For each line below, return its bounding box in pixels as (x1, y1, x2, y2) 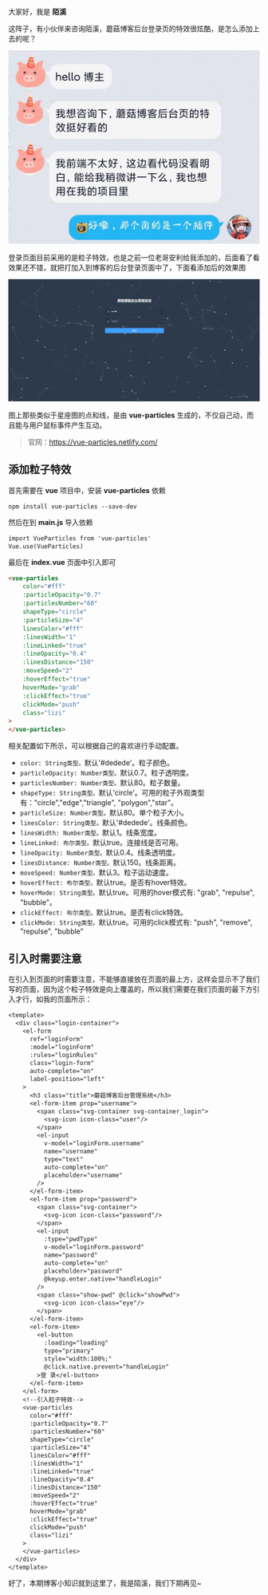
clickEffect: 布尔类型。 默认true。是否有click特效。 (19, 908, 188, 918)
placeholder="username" (43, 1171, 124, 1179)
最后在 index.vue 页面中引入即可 (8, 557, 116, 567)
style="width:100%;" (43, 1355, 112, 1363)
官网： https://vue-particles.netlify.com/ (27, 437, 158, 447)
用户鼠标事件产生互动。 (29, 420, 106, 429)
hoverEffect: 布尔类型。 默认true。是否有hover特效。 (19, 878, 191, 887)
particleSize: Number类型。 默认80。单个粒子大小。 (19, 808, 189, 818)
